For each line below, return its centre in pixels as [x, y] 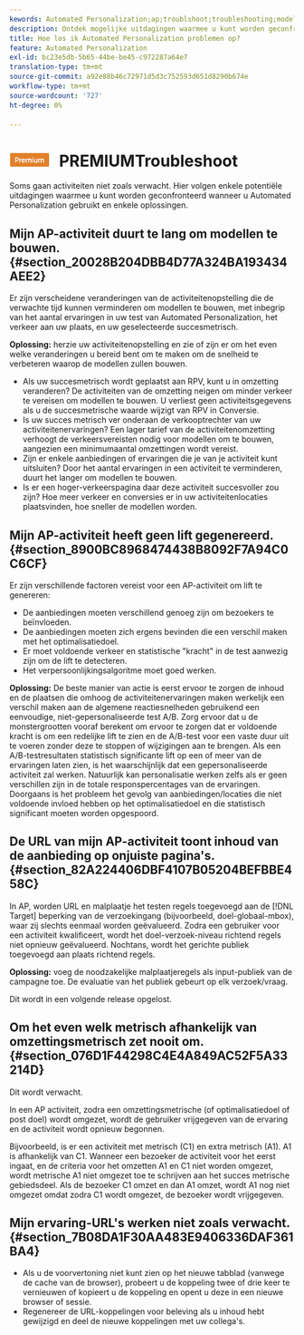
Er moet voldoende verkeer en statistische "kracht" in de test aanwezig [155, 651]
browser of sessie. [57, 1302]
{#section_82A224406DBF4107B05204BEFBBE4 [151, 870]
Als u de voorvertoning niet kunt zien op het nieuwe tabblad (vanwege [153, 1273]
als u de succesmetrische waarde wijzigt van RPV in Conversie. [141, 410]
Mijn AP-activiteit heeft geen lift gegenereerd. [142, 535]
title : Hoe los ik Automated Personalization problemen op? [125, 38]
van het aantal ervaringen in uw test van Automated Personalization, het [143, 317]
